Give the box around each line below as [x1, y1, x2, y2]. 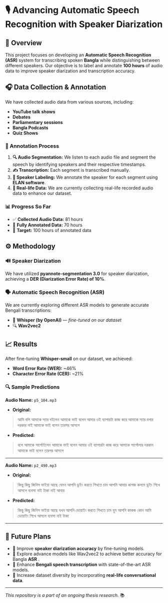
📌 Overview [5, 39, 42, 47]
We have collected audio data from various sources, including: [5, 99, 134, 105]
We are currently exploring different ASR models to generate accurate [5, 302, 149, 308]
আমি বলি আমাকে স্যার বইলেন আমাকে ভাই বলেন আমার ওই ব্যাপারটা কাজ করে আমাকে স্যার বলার [17, 416, 153, 422]
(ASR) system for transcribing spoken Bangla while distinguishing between [5, 57, 160, 63]
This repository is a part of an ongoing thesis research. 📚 [5, 592, 125, 598]
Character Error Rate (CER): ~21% [12, 371, 84, 377]
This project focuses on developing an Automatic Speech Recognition [5, 52, 151, 58]
